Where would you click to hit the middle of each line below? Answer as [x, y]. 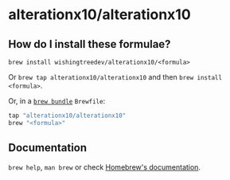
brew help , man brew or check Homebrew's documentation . [105, 167]
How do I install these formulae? [90, 44]
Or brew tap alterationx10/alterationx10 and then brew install [115, 77]
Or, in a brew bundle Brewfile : [57, 101]
